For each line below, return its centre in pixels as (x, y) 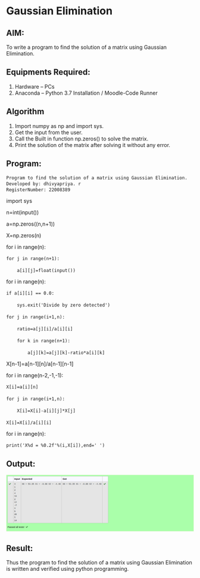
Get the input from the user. (49, 132)
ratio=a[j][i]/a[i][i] (45, 329)
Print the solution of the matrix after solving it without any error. (93, 145)
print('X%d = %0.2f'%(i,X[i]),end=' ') (56, 446)
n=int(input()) (23, 213)
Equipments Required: (48, 72)
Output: (21, 463)
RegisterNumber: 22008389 (38, 190)
